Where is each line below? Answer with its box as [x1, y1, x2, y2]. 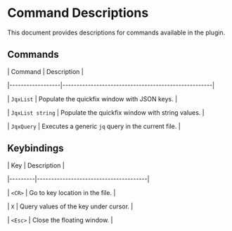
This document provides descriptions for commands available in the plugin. [7, 28, 226, 37]
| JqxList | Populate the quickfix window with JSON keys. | [7, 94, 178, 103]
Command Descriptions [7, 5, 149, 21]
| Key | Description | [7, 161, 65, 170]
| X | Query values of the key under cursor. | [7, 202, 134, 211]
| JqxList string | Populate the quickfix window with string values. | [7, 108, 205, 117]
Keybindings [7, 142, 65, 154]
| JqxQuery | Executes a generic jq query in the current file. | [7, 122, 181, 130]
